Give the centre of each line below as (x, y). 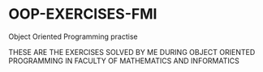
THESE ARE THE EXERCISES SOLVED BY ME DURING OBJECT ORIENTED (132, 52)
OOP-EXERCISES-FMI (83, 14)
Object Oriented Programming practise (73, 36)
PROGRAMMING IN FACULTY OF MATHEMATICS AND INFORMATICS (124, 61)
